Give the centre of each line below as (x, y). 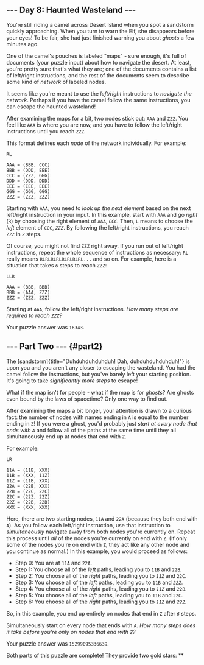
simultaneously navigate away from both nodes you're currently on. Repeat (101, 532)
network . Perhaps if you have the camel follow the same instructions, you (98, 100)
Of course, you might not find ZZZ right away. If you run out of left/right (95, 245)
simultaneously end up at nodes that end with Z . (66, 436)
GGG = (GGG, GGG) (28, 191)
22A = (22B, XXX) (28, 486)
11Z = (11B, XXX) (28, 480)
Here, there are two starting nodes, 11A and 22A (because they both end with (102, 519)
